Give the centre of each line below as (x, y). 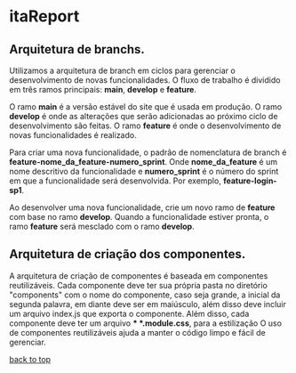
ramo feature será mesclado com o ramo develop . (102, 226)
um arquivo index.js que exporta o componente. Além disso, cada (129, 313)
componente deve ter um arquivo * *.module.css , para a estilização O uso (146, 323)
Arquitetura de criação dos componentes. (128, 254)
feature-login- (250, 181)
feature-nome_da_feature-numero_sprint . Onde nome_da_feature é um (144, 162)
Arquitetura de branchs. (77, 49)
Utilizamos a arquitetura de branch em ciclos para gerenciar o (122, 70)
